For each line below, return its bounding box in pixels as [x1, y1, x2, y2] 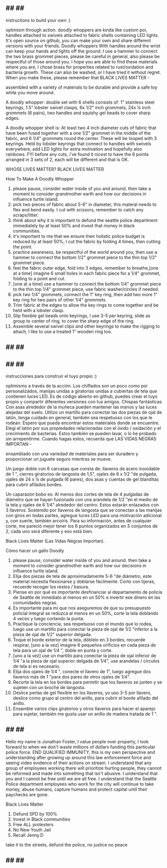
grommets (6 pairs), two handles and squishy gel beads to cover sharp [5, 110, 151, 116]
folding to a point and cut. [12, 275, 66, 281]
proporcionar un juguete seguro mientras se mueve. [5, 456, 112, 462]
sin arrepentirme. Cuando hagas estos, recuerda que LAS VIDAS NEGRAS [5, 436, 157, 442]
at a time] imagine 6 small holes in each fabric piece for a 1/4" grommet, [12, 270, 161, 276]
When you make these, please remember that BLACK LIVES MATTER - [5, 74, 150, 80]
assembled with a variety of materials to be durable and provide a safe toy [5, 84, 158, 90]
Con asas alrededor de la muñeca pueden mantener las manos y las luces [5, 404, 157, 410]
